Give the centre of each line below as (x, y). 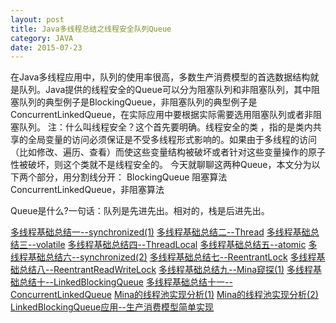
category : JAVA (42, 38)
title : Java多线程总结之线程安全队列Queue (91, 29)
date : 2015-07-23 (46, 47)
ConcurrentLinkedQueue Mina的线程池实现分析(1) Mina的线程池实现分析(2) (164, 295)
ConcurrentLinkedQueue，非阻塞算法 (87, 190)
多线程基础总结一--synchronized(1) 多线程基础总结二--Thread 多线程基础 (160, 232)
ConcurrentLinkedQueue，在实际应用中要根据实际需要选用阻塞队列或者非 (161, 115)
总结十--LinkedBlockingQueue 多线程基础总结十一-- (125, 282)
